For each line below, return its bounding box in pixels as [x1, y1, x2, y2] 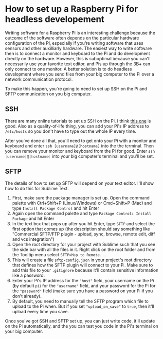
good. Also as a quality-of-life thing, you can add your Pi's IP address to [5, 123, 149, 129]
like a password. [12, 272, 45, 278]
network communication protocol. [5, 76, 73, 82]
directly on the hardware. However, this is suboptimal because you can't [5, 55, 150, 61]
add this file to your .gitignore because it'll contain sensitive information [12, 267, 159, 273]
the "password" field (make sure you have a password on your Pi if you [12, 288, 153, 294]
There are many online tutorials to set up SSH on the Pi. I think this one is [5, 118, 151, 124]
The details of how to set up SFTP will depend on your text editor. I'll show [5, 180, 154, 186]
